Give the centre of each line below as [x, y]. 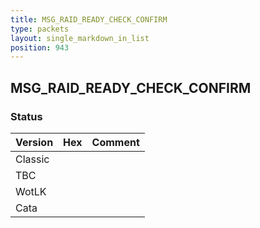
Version [34, 142]
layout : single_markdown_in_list [80, 38]
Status [26, 116]
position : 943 [40, 47]
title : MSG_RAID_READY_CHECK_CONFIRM [89, 19]
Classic [32, 159]
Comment [115, 142]
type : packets [40, 29]
